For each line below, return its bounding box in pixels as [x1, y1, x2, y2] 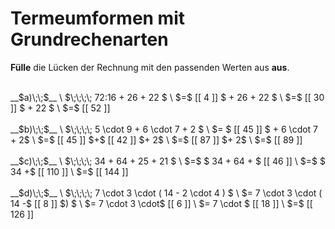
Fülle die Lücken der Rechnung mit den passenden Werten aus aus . [10, 61, 290, 73]
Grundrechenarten [10, 28, 169, 51]
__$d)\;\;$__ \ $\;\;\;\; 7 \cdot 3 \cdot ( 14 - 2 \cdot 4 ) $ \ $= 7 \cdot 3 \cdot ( [10, 187, 323, 199]
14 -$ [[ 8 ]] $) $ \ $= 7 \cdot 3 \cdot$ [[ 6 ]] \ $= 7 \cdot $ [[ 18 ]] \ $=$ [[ [10, 197, 313, 209]
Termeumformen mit [10, 7, 186, 30]
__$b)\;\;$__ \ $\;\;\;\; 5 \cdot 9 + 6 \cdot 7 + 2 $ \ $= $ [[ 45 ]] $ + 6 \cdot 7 [10, 123, 319, 135]
